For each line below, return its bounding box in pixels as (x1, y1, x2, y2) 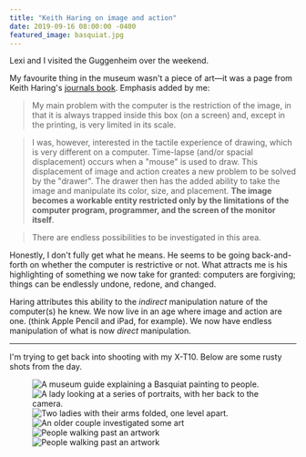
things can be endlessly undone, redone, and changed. (9, 279, 217, 289)
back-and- (251, 249, 292, 260)
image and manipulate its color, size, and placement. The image (31, 186, 272, 197)
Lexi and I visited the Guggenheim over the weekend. (9, 56, 209, 66)
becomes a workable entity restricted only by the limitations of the (31, 195, 290, 206)
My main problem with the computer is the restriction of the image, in (31, 100, 291, 111)
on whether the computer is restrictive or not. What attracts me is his (29, 259, 289, 270)
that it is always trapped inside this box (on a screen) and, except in (31, 110, 285, 121)
